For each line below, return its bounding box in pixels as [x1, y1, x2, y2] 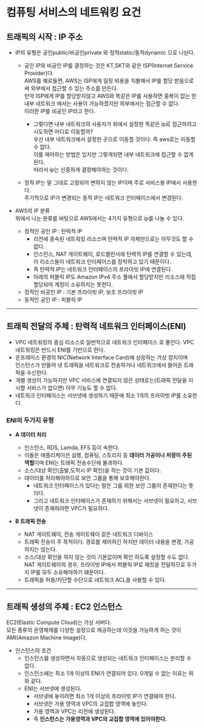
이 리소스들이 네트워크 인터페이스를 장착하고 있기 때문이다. [33, 258, 171, 265]
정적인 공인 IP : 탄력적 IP [24, 227, 83, 235]
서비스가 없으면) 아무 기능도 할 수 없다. [26, 384, 118, 391]
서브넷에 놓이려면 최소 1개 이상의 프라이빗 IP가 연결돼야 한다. [33, 692, 177, 699]
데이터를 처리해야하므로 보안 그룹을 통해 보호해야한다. [24, 474, 151, 482]
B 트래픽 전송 [15, 518, 47, 525]
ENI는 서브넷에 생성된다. [24, 685, 82, 692]
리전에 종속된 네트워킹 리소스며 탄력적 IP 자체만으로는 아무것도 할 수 [33, 235, 194, 242]
